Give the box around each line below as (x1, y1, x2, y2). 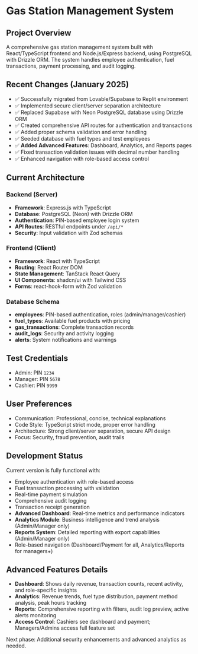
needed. (6, 642, 27, 649)
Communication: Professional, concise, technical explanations (14, 414, 166, 422)
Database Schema (6, 297, 60, 306)
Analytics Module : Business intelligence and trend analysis (14, 516, 160, 523)
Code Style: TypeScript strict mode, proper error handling (14, 421, 155, 428)
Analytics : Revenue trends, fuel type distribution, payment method (14, 593, 178, 600)
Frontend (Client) (6, 244, 56, 252)
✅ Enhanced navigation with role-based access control (14, 155, 150, 162)
